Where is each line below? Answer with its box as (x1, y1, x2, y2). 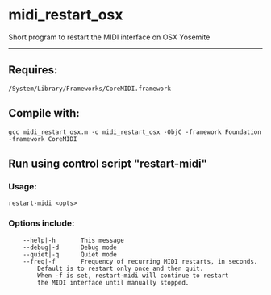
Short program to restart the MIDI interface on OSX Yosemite (8, 32, 211, 42)
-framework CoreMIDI (8, 135, 78, 143)
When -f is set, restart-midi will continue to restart (37, 272, 229, 280)
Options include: (8, 218, 75, 229)
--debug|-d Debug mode (23, 243, 117, 251)
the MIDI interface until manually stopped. (37, 278, 190, 287)
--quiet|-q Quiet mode (23, 250, 117, 259)
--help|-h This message (23, 236, 125, 244)
